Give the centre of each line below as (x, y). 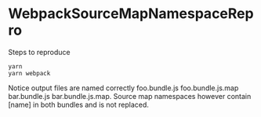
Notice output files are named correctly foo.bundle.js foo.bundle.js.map (123, 88)
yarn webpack (29, 73)
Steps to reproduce (39, 52)
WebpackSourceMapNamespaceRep (131, 14)
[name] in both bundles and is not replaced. (78, 104)
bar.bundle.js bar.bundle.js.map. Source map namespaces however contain (130, 96)
